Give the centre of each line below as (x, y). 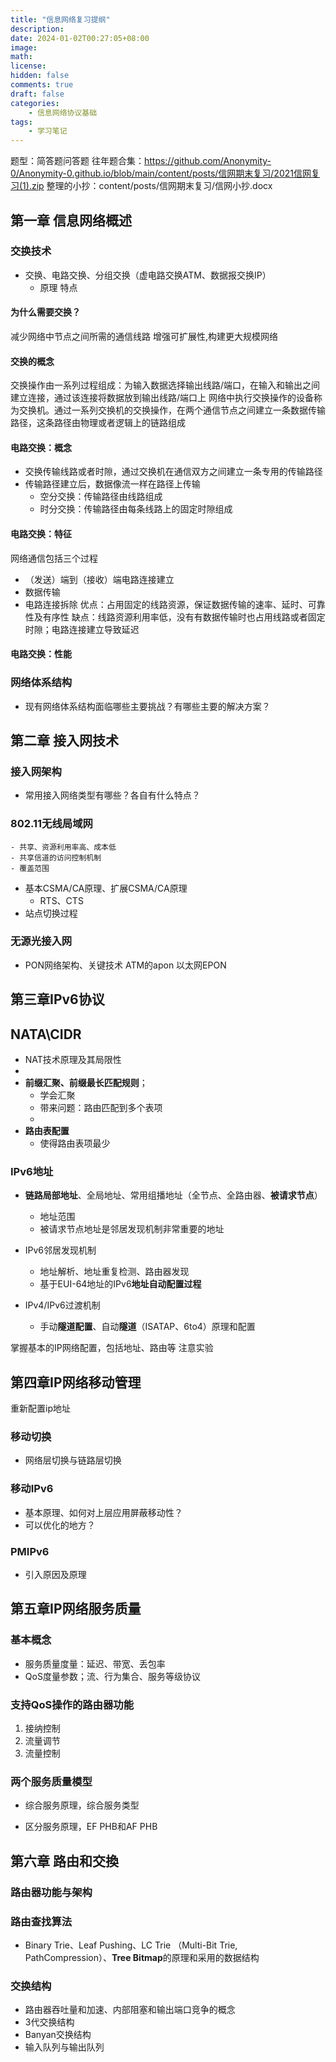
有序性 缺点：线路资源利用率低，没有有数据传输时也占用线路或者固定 (184, 617)
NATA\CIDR (46, 1034)
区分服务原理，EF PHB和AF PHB (91, 1827)
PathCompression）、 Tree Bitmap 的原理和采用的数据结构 (142, 1957)
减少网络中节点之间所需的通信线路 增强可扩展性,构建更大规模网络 (144, 337)
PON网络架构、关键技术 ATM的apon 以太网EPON (125, 965)
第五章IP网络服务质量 (76, 1609)
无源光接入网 (41, 941)
